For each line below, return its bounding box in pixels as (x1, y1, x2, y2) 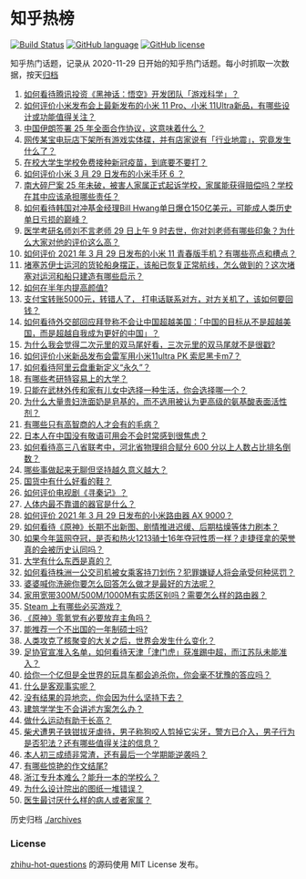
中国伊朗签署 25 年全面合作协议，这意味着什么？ (23, 122, 206, 133)
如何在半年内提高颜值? (23, 281, 108, 292)
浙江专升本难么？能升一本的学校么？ (23, 772, 160, 782)
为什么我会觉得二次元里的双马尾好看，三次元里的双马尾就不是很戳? (23, 339, 276, 350)
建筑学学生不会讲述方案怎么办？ (23, 703, 144, 714)
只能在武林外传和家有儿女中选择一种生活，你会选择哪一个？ (23, 384, 248, 395)
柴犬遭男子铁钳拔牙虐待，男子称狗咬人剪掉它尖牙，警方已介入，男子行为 (23, 726, 295, 737)
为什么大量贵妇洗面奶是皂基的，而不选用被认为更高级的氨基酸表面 (23, 395, 271, 406)
